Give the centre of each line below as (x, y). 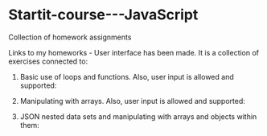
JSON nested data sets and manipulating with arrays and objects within (138, 116)
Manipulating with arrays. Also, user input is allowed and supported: (132, 101)
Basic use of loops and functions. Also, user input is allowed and (127, 76)
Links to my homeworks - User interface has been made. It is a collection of (134, 52)
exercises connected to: (48, 61)
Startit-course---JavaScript (103, 15)
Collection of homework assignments (70, 37)
